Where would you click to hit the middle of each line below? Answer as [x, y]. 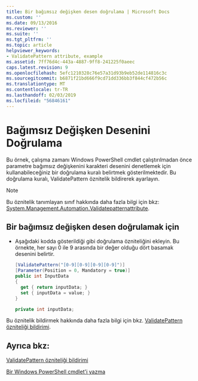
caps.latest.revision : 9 [37, 67]
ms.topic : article [29, 45]
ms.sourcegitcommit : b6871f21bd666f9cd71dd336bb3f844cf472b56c [87, 78]
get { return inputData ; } [54, 287]
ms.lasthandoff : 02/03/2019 [41, 95]
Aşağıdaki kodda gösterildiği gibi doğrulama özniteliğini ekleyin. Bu [97, 241]
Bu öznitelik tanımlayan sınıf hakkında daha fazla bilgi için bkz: [83, 202]
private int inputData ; [45, 309]
